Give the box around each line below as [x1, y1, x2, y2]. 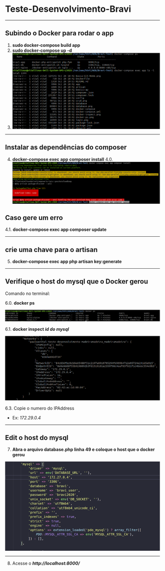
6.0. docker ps [5, 300, 35, 306]
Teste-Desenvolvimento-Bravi [5, 3, 132, 15]
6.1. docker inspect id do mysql [5, 326, 69, 332]
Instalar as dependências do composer [5, 143, 127, 152]
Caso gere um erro [5, 213, 63, 222]
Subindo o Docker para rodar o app [5, 29, 114, 37]
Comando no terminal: [5, 290, 50, 296]
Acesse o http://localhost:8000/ [12, 560, 80, 566]
